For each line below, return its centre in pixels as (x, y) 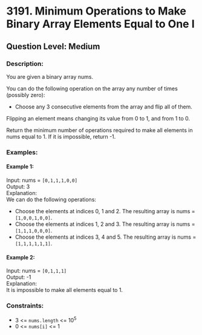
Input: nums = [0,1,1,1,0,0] (42, 180)
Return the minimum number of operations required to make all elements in (99, 130)
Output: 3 (18, 187)
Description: (25, 64)
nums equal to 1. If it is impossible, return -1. (61, 136)
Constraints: (25, 306)
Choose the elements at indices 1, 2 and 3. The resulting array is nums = (105, 224)
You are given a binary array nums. (50, 76)
